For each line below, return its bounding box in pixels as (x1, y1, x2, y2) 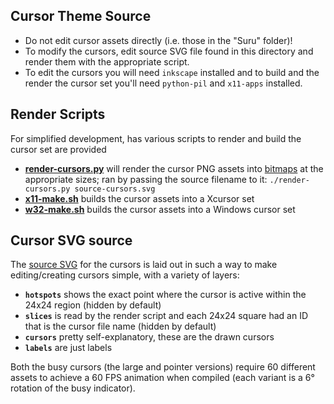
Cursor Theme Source (10, 8, 152, 25)
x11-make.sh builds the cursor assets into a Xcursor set (24, 192, 255, 204)
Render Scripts (10, 106, 106, 123)
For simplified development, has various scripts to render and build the (10, 132, 302, 144)
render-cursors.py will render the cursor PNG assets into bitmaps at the (24, 162, 324, 174)
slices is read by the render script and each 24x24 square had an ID (24, 310, 309, 322)
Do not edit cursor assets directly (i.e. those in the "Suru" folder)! (24, 34, 293, 46)
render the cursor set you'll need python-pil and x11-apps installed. (24, 77, 303, 89)
